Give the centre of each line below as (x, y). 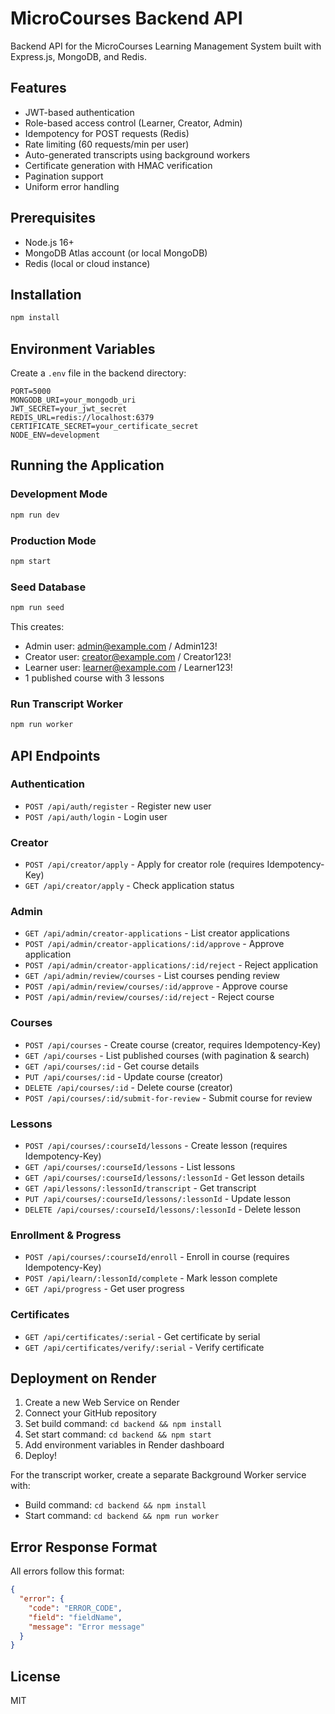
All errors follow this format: (67, 1571)
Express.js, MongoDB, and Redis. (78, 56)
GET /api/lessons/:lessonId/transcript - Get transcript (140, 1188)
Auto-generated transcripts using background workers (137, 154)
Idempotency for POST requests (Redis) (107, 133)
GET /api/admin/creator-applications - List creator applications (157, 933)
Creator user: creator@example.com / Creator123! (128, 656)
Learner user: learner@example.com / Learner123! (128, 667)
